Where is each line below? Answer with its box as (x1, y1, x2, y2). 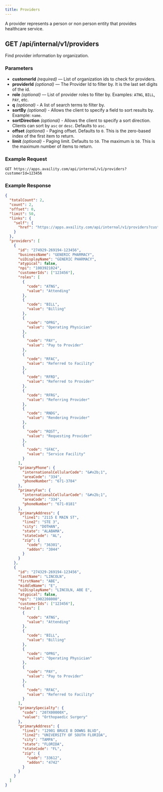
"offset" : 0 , (9, 207, 36, 212)
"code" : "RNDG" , (26, 411, 60, 416)
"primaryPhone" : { (17, 465, 55, 470)
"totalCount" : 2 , (9, 198, 45, 203)
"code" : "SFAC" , (26, 447, 60, 452)
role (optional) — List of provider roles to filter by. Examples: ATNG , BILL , (12, 91, 155, 98)
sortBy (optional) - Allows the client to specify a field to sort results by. (12, 107, 154, 113)
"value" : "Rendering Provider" (26, 416, 90, 420)
